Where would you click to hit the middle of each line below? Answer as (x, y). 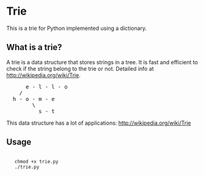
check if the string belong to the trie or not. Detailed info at (80, 68)
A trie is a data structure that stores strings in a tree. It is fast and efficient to (102, 62)
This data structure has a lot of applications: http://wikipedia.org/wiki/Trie (99, 123)
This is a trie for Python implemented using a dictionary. (77, 28)
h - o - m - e (34, 99)
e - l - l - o (47, 86)
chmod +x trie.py (37, 161)
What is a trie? (34, 47)
